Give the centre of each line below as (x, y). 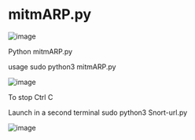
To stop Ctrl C (31, 97)
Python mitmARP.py (40, 51)
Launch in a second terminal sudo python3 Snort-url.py (98, 112)
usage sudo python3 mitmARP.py (62, 66)
